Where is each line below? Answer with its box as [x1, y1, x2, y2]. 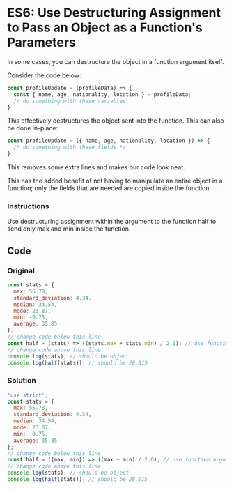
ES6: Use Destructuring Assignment [7, 5, 221, 21]
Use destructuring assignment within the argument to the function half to [7, 217, 217, 226]
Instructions [7, 201, 50, 210]
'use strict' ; [7, 392, 49, 399]
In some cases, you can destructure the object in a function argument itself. [7, 57, 224, 66]
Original [7, 266, 35, 275]
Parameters [7, 35, 77, 50]
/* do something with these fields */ [13, 144, 127, 151]
